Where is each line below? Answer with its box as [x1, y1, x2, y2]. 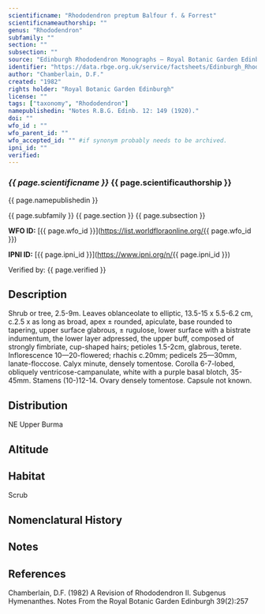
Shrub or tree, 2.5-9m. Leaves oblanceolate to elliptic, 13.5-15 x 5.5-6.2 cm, [8, 309, 253, 318]
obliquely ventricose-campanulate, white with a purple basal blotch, [8, 367, 229, 377]
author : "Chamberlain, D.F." [8, 70, 104, 78]
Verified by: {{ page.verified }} [8, 265, 106, 274]
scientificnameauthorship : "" [8, 19, 108, 27]
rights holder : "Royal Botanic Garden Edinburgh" [8, 85, 175, 93]
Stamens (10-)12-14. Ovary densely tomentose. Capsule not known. [32, 376, 252, 386]
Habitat [8, 469, 46, 483]
